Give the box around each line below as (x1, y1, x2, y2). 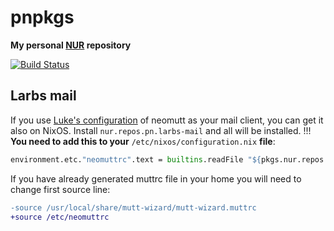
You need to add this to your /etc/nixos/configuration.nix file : (10, 135, 276, 147)
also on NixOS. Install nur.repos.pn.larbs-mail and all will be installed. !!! (10, 124, 312, 136)
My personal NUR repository (10, 39, 132, 51)
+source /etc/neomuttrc (10, 212, 110, 222)
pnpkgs (10, 6, 75, 29)
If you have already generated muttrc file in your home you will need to (10, 172, 302, 185)
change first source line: (10, 183, 111, 195)
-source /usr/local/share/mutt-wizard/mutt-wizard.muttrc (10, 202, 257, 213)
